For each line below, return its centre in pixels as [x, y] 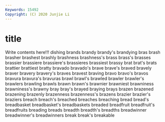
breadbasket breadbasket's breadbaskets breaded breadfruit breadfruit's [80, 105]
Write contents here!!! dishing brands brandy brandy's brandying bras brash [83, 52]
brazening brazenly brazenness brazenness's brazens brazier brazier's [78, 94]
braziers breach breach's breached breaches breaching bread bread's [77, 100]
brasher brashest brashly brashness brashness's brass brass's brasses [78, 58]
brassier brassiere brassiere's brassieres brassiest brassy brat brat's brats [81, 63]
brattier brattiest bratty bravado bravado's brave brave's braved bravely [79, 68]
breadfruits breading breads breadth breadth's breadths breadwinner [76, 110]
